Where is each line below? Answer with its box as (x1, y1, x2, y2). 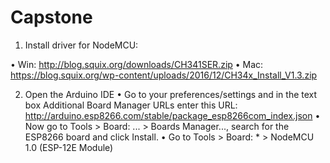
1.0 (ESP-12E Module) (24, 141, 114, 153)
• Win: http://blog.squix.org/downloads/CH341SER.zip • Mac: (10, 58, 264, 70)
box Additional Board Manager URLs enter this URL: (24, 99, 238, 111)
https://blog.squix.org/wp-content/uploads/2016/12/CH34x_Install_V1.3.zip (10, 69, 318, 81)
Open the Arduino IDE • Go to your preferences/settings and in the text (24, 88, 318, 100)
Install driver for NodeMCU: (24, 39, 139, 51)
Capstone (10, 6, 93, 29)
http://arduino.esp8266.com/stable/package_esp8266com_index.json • (24, 109, 321, 121)
